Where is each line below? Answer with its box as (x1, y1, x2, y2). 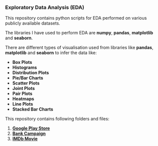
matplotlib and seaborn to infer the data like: (5, 50, 97, 56)
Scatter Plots (12, 80, 40, 86)
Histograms (12, 64, 37, 70)
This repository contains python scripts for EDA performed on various (5, 15, 147, 21)
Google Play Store (12, 125, 50, 131)
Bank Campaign (12, 131, 46, 137)
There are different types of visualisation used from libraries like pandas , (5, 45, 154, 51)
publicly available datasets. (5, 20, 60, 26)
